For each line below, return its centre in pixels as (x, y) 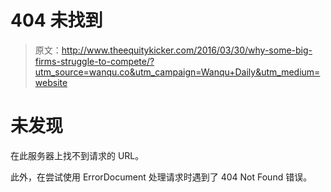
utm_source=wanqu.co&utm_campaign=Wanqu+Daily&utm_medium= (177, 72)
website (51, 82)
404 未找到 (56, 20)
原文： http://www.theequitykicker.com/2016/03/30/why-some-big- (173, 50)
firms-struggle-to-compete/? (94, 61)
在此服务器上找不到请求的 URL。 (77, 155)
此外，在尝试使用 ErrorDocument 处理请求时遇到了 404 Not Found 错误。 (161, 177)
